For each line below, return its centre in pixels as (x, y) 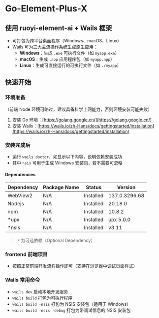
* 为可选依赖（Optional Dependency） (56, 240)
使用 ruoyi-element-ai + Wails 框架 (59, 28)
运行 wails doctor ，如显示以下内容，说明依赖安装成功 (67, 157)
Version (126, 188)
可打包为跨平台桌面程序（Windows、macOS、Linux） (67, 41)
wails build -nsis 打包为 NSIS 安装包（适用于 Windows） (72, 304)
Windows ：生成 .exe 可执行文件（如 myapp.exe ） (69, 53)
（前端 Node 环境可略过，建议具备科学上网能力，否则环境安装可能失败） (79, 109)
